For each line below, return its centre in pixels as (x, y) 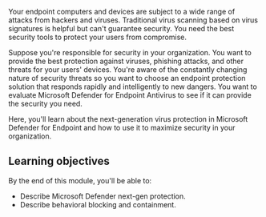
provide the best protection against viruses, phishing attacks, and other (126, 61)
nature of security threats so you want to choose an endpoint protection (127, 78)
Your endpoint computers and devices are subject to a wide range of (122, 12)
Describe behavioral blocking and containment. (98, 204)
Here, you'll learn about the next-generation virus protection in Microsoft (128, 119)
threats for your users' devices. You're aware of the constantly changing (128, 70)
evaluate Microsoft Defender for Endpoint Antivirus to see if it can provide (130, 95)
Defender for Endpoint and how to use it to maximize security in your (122, 128)
